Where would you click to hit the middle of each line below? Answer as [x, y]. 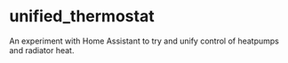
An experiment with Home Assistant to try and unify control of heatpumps [144, 41]
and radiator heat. [42, 50]
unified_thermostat [82, 16]
